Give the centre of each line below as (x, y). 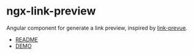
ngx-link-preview (51, 11)
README (27, 39)
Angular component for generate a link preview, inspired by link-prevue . (97, 28)
